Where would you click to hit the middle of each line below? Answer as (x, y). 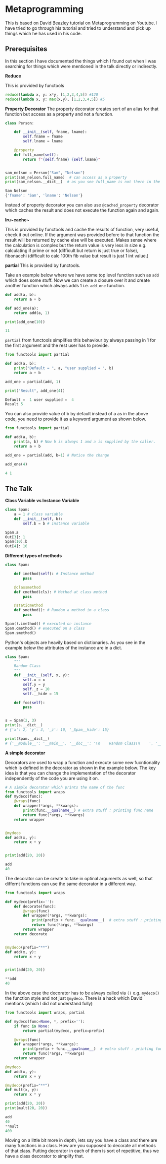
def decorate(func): (35, 906)
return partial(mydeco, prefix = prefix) (64, 1031)
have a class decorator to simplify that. (45, 1156)
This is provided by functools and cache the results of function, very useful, (82, 229)
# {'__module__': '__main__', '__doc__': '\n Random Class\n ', (79, 743)
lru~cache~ (17, 220)
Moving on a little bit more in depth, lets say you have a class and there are (81, 1140)
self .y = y (34, 684)
